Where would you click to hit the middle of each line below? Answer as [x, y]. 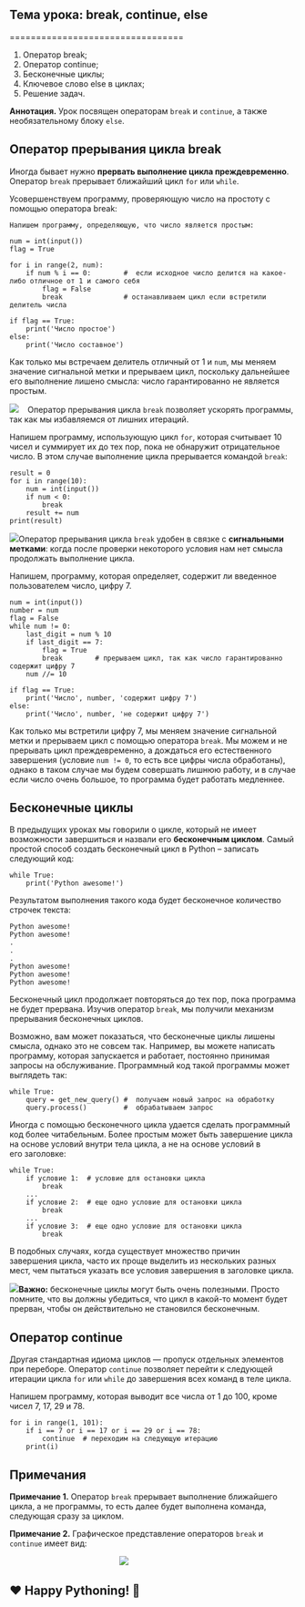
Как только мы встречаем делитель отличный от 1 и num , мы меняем [143, 361]
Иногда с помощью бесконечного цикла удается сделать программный [150, 1125]
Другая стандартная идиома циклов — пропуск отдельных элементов [147, 1360]
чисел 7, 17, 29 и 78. [47, 1406]
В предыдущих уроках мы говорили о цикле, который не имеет [133, 829]
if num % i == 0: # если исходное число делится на [142, 273]
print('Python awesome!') [75, 883]
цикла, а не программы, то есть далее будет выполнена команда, [138, 1507]
